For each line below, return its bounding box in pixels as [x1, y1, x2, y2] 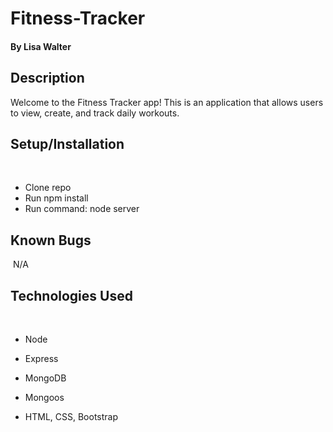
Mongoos [24, 392, 65, 404]
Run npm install [24, 192, 89, 204]
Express [24, 353, 59, 365]
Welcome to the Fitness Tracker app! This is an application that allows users [10, 96, 324, 108]
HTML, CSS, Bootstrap [24, 411, 118, 423]
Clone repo [24, 182, 72, 194]
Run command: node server [24, 203, 140, 215]
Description [10, 70, 85, 87]
